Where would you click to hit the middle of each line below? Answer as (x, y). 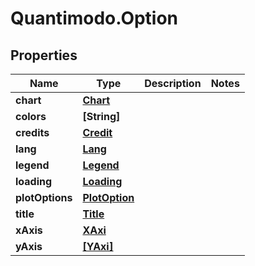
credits (32, 132)
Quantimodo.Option (94, 18)
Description (173, 83)
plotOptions (44, 197)
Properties (44, 55)
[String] (101, 116)
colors (31, 116)
